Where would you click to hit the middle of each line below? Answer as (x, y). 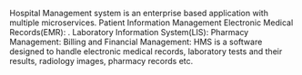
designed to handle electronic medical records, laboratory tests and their (146, 52)
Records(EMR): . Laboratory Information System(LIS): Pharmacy (129, 32)
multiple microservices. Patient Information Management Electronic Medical (151, 23)
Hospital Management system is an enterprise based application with (139, 13)
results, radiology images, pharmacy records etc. (101, 61)
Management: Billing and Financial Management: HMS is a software (136, 42)
